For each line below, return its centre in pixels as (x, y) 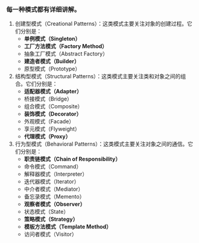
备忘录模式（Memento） (54, 197)
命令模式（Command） (53, 167)
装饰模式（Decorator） (53, 114)
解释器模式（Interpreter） (56, 174)
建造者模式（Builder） (52, 61)
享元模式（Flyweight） (52, 129)
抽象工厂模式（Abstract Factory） (66, 54)
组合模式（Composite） (53, 106)
